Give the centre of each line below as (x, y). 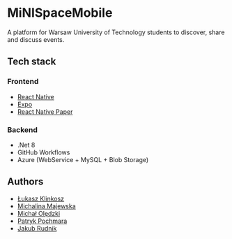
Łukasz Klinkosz (41, 198)
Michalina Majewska (47, 206)
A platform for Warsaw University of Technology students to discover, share (116, 32)
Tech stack (32, 62)
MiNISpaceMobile (60, 13)
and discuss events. (36, 39)
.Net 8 (26, 145)
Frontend (23, 82)
